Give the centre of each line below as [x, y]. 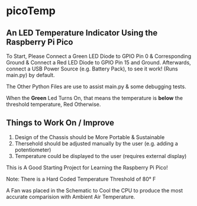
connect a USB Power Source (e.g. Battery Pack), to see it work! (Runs [92, 69]
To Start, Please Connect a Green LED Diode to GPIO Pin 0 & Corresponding [98, 56]
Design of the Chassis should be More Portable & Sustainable [90, 137]
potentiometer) [33, 150]
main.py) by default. [30, 75]
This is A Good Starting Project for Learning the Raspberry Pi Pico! [87, 168]
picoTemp [31, 11]
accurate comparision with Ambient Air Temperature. [71, 197]
